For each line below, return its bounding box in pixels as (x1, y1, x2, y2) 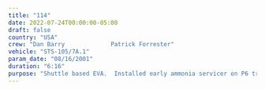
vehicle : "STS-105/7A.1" (8, 48, 90, 56)
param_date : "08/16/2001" (8, 56, 93, 63)
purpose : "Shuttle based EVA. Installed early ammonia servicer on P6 (8, 70, 248, 77)
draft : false (8, 26, 51, 34)
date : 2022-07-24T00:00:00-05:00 (8, 19, 118, 27)
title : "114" (8, 11, 51, 20)
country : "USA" (8, 33, 58, 41)
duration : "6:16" (8, 63, 65, 70)
